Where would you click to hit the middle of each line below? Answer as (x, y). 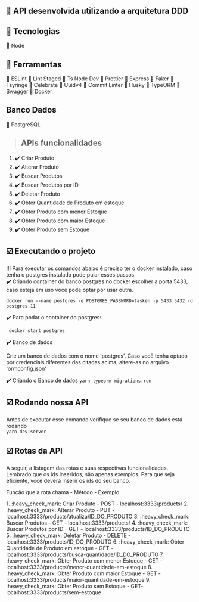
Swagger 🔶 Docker (29, 91)
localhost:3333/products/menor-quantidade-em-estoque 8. (80, 567)
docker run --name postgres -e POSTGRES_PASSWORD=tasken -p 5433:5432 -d (100, 301)
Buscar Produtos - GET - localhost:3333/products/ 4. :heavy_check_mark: (97, 523)
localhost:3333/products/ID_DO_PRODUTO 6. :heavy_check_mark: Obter (95, 542)
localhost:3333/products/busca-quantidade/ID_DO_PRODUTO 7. (85, 554)
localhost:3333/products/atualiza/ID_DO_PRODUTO (69, 517)
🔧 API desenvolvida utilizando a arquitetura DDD (97, 11)
